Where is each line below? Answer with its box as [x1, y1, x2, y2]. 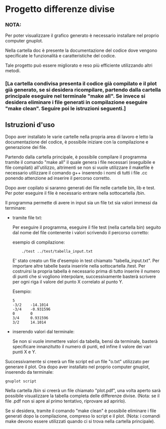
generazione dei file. [5, 144, 47, 150]
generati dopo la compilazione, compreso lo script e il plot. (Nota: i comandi [5, 413, 161, 419]
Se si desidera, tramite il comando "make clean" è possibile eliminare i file [5, 408, 157, 414]
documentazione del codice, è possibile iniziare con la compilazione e [5, 139, 149, 145]
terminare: [5, 205, 26, 211]
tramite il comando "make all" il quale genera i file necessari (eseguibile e [5, 159, 156, 165]
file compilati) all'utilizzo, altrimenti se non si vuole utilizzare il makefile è [5, 164, 154, 170]
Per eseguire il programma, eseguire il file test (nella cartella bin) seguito [12, 224, 162, 230]
